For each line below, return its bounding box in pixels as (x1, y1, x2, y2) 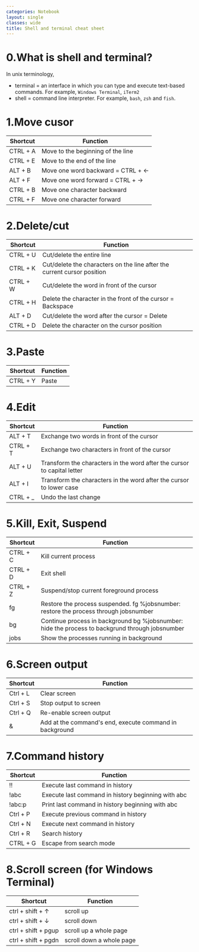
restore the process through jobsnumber (40, 607, 154, 615)
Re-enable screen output (40, 708, 111, 717)
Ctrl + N (9, 819, 31, 828)
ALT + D (9, 312, 31, 320)
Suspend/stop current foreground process (40, 586, 159, 595)
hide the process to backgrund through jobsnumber (40, 624, 185, 632)
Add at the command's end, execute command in (40, 718, 177, 726)
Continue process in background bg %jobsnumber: (40, 617, 183, 625)
